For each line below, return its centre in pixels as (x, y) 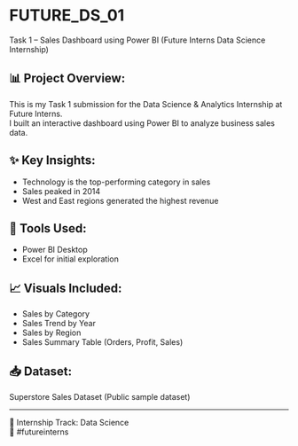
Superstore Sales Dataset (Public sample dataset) (100, 397)
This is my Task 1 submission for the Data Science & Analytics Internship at (146, 104)
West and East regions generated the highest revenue (120, 200)
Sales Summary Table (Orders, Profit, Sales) (102, 342)
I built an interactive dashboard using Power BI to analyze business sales (142, 123)
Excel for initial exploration (71, 259)
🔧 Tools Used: (48, 228)
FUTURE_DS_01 (67, 16)
